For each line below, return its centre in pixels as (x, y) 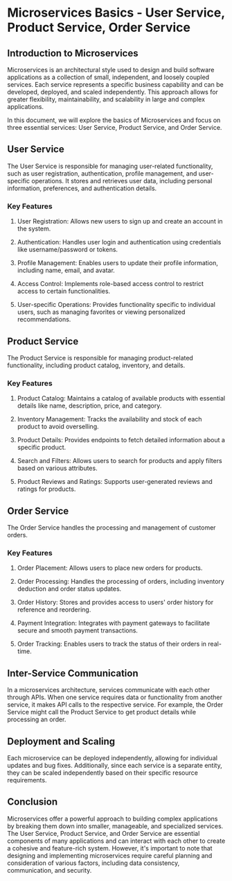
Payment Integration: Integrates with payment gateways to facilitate (113, 623)
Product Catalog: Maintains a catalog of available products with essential (121, 398)
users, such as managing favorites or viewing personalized (101, 312)
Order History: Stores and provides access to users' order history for (115, 603)
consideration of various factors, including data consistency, (93, 863)
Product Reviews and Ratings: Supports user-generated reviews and (115, 482)
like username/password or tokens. (68, 250)
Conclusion (33, 802)
